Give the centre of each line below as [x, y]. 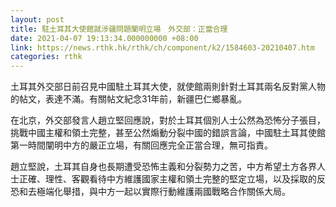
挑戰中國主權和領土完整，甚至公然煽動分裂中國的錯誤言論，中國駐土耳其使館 [168, 133]
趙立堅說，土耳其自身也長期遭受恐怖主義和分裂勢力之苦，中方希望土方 [155, 167]
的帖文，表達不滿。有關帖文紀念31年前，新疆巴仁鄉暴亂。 [129, 99]
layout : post [37, 19]
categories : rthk [46, 57]
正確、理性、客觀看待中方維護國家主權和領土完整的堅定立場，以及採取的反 [172, 179]
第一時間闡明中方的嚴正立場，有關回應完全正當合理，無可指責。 [141, 145]
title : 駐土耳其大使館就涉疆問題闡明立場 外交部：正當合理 [119, 29]
